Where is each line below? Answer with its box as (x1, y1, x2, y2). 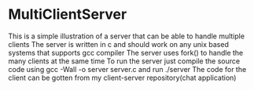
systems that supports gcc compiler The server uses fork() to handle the (8, 48, 244, 57)
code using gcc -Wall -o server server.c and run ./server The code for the (8, 64, 247, 74)
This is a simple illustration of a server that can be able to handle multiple (8, 31, 245, 41)
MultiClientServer (8, 5, 127, 23)
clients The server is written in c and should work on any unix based (8, 39, 230, 49)
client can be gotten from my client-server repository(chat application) (8, 73, 237, 82)
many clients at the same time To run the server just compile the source (8, 56, 241, 66)
